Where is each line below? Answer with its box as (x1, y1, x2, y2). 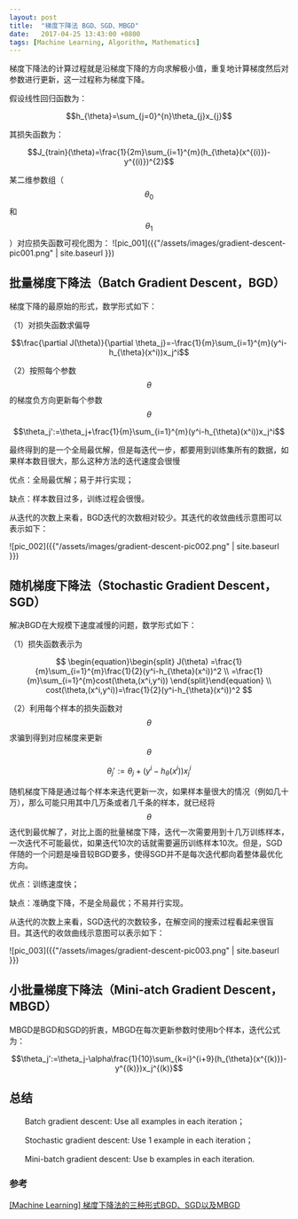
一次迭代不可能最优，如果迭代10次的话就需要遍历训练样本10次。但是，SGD (9, 838, 283, 848)
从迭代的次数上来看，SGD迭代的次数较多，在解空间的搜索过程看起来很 (9, 916, 267, 927)
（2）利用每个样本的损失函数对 (9, 703, 123, 714)
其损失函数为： (9, 130, 64, 140)
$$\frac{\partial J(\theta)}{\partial (11, 337, 134, 348)
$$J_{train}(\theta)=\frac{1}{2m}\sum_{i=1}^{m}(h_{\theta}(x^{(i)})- (27, 147, 271, 158)
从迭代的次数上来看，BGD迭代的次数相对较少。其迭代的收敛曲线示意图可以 (9, 512, 282, 523)
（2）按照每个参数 (9, 365, 77, 375)
